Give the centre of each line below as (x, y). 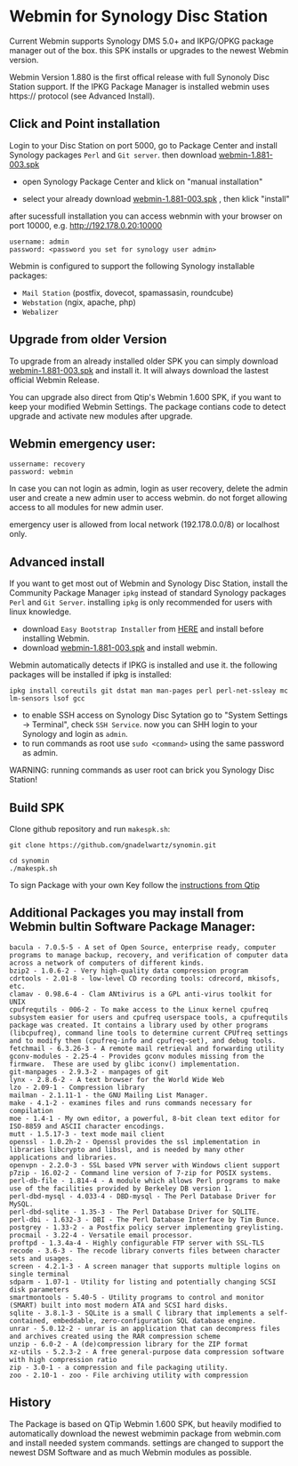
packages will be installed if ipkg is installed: (90, 675)
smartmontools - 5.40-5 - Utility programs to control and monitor (137, 1297)
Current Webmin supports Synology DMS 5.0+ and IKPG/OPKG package (141, 41)
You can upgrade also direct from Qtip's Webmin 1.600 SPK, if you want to (145, 397)
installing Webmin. (56, 638)
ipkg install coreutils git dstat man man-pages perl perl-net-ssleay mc (149, 691)
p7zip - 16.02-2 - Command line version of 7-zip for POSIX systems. (141, 1173)
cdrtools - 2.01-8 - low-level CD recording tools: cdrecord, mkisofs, (145, 978)
